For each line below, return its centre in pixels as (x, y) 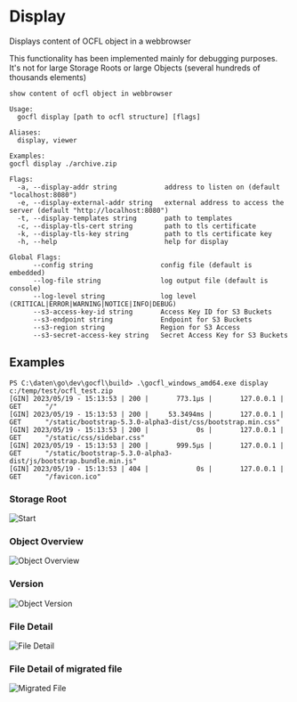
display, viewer (47, 140)
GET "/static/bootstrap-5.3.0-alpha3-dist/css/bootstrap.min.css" (144, 422)
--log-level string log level (115, 296)
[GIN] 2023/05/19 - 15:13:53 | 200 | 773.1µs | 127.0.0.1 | (147, 398)
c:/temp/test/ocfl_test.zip (61, 391)
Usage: (21, 109)
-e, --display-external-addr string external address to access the (151, 202)
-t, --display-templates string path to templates (125, 218)
